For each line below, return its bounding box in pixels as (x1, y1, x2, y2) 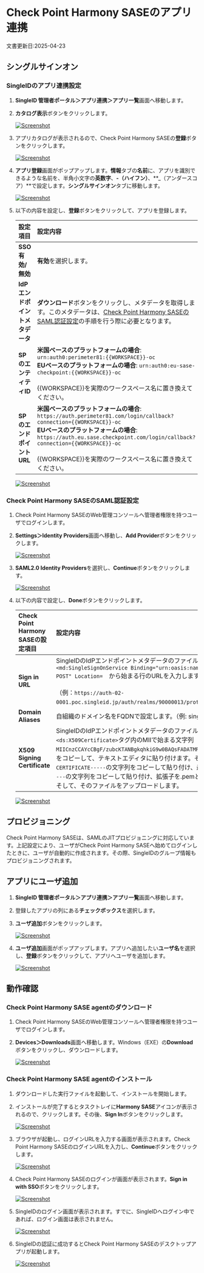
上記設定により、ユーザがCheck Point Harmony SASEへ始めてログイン (16, 841, 192, 849)
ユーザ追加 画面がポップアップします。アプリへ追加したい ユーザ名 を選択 (15, 944, 195, 952)
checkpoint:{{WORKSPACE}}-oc (37, 369, 121, 376)
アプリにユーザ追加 (6, 876, 78, 887)
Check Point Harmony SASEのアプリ (6, 5, 192, 20)
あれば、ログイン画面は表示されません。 (15, 1215, 117, 1222)
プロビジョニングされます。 (6, 857, 75, 864)
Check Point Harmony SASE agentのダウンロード (6, 1003, 153, 1011)
